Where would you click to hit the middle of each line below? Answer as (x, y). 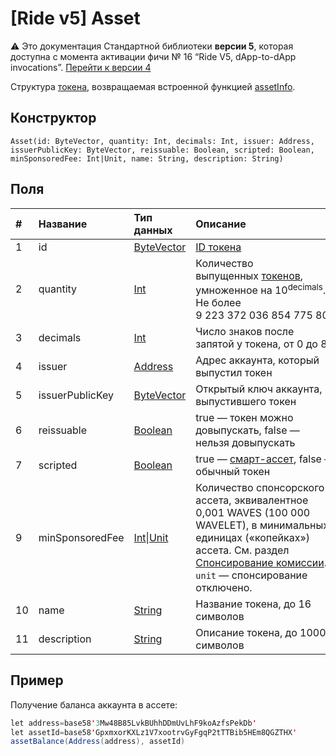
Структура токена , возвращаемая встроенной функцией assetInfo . (153, 86)
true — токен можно (244, 417)
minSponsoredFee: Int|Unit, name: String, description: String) (147, 158)
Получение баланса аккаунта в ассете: (94, 704)
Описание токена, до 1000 (261, 632)
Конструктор (53, 118)
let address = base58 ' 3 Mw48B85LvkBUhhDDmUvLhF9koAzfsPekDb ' (133, 723)
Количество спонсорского (260, 487)
